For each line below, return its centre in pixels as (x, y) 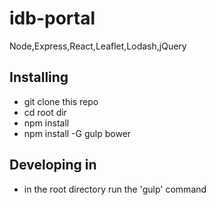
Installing (39, 77)
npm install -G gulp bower (77, 133)
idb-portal (52, 18)
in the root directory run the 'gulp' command (115, 189)
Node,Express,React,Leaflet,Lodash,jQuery (98, 46)
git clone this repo (61, 101)
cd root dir (45, 112)
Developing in (53, 165)
